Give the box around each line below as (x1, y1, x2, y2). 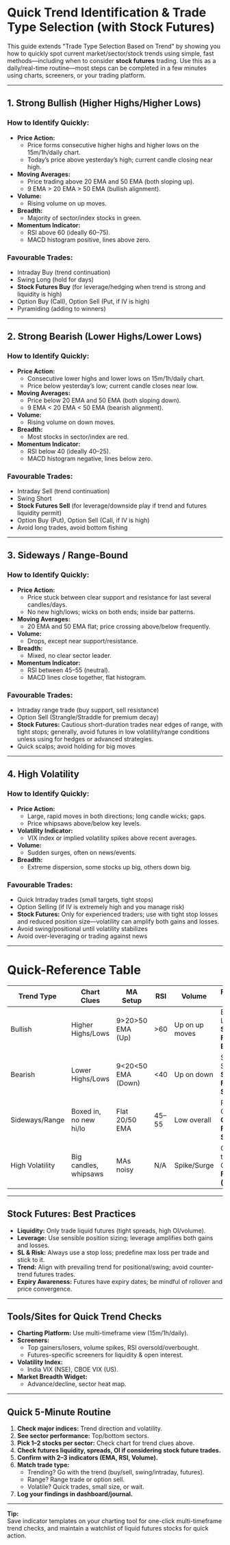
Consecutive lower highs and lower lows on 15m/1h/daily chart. (27, 374, 205, 382)
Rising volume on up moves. (27, 199, 107, 207)
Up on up (174, 1019, 204, 1029)
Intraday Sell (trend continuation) (16, 486, 110, 495)
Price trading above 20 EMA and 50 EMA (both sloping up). (27, 177, 195, 186)
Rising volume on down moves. (27, 418, 116, 426)
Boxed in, (71, 1107, 101, 1116)
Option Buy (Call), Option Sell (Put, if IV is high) (16, 297, 150, 306)
